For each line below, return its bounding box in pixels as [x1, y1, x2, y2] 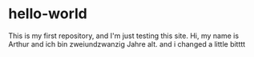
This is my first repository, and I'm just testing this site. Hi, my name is [8, 31, 239, 40]
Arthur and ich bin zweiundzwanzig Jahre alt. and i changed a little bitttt [8, 39, 246, 48]
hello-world [8, 5, 88, 23]
